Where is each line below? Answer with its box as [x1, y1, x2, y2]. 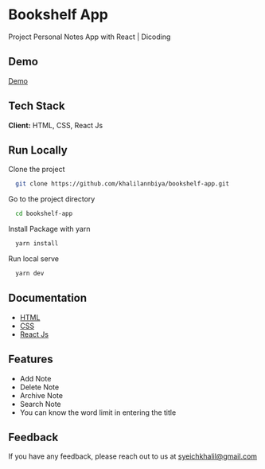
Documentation [8, 291, 88, 305]
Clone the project [8, 165, 65, 174]
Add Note [19, 373, 52, 383]
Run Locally [8, 143, 68, 157]
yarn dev [15, 269, 45, 277]
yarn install [15, 240, 59, 248]
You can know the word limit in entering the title [19, 408, 177, 417]
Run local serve [8, 254, 60, 264]
